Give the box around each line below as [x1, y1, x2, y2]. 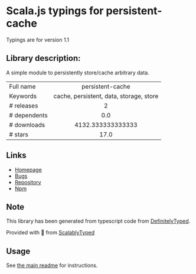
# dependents [9, 111, 48, 119]
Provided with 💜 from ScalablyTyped [6, 229, 95, 236]
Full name [9, 82, 37, 90]
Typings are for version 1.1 [6, 36, 70, 43]
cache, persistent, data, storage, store [53, 92, 159, 100]
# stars [9, 130, 28, 138]
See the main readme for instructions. [6, 262, 98, 269]
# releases [9, 102, 38, 110]
